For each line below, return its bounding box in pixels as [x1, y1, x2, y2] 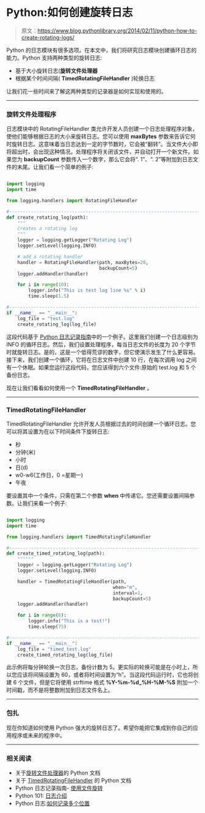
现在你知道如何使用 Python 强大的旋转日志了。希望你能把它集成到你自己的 [6, 724, 193, 731]
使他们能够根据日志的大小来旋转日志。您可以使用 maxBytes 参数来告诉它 [6, 133, 191, 140]
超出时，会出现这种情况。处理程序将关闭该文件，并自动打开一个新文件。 [11, 148, 193, 156]
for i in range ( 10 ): [17, 282, 70, 288]
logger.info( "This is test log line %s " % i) [28, 288, 146, 294]
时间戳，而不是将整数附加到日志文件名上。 [6, 687, 113, 694]
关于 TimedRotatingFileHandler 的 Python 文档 [15, 777, 132, 784]
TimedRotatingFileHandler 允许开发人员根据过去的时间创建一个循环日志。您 [6, 420, 196, 428]
